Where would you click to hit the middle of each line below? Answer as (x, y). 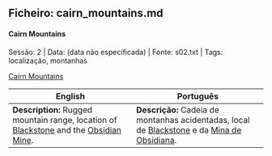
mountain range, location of (65, 120)
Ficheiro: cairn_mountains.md (86, 13)
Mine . (23, 140)
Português (198, 96)
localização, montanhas (48, 61)
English (70, 96)
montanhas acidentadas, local (193, 120)
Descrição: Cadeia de (178, 110)
